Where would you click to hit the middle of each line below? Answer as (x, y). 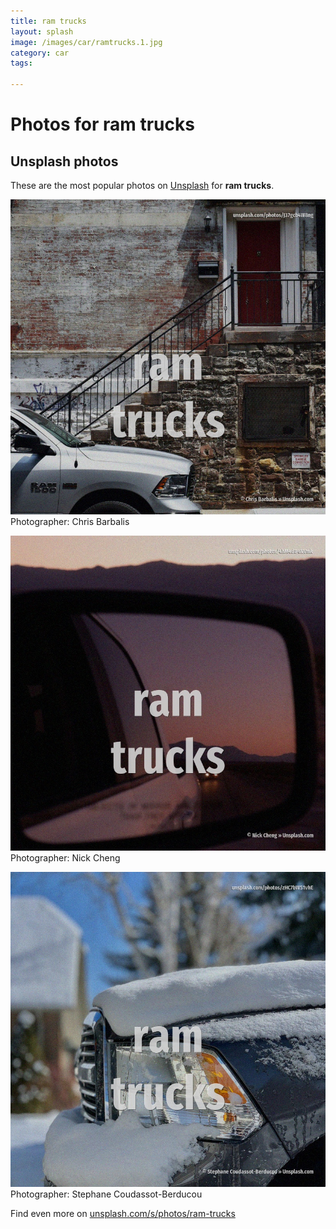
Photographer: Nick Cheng (65, 858)
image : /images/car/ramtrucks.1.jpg (86, 42)
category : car (40, 53)
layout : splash (42, 31)
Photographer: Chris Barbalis (70, 521)
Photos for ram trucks (102, 124)
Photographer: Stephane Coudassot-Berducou (106, 1194)
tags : (21, 63)
